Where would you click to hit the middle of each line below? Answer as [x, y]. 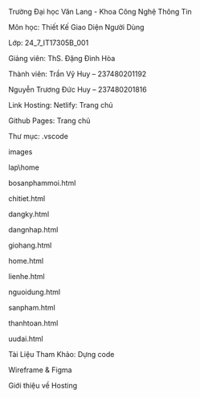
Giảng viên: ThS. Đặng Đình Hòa [62, 58]
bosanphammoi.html [42, 183]
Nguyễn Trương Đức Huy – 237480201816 [78, 89]
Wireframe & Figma [40, 370]
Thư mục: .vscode [38, 136]
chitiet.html [27, 199]
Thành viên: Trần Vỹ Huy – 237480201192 [78, 74]
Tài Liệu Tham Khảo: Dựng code [61, 354]
